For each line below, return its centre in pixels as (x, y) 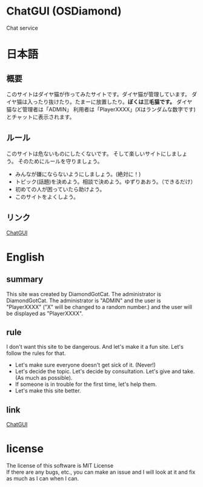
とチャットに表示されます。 (41, 117)
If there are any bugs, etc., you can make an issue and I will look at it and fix (101, 472)
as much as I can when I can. (43, 479)
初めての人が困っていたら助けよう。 (60, 189)
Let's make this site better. (48, 391)
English (25, 257)
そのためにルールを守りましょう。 (60, 161)
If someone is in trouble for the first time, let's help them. (86, 384)
